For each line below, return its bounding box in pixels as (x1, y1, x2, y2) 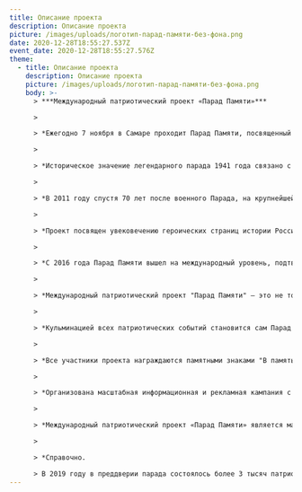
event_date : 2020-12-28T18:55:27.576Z (9, 47, 155, 56)
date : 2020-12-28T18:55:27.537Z (9, 38, 130, 48)
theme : (9, 55, 34, 64)
